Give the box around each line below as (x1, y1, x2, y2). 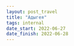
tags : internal (6, 20, 45, 26)
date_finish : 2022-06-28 (6, 31, 69, 37)
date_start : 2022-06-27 (6, 25, 66, 32)
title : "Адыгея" (6, 14, 47, 20)
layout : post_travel (6, 8, 58, 15)
